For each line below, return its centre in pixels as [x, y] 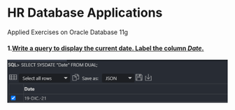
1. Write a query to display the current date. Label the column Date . [106, 48]
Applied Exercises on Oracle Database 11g [67, 32]
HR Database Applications [85, 13]
